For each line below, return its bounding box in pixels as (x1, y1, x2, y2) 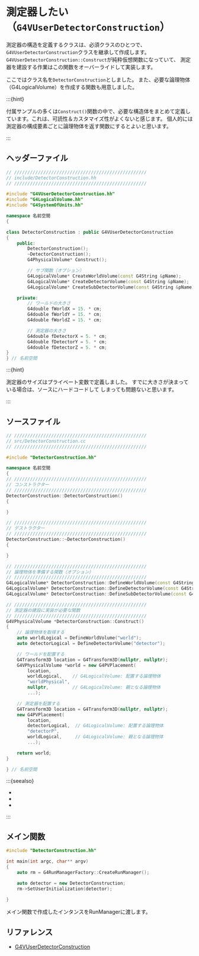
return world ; (17, 750, 52, 756)
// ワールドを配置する (17, 651, 65, 657)
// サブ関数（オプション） (27, 268, 84, 274)
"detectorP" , (27, 728, 60, 735)
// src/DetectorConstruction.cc (6, 438, 86, 444)
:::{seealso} (6, 777, 34, 784)
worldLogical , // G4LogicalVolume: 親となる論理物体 (27, 734, 164, 740)
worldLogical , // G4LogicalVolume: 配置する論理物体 (27, 673, 161, 679)
